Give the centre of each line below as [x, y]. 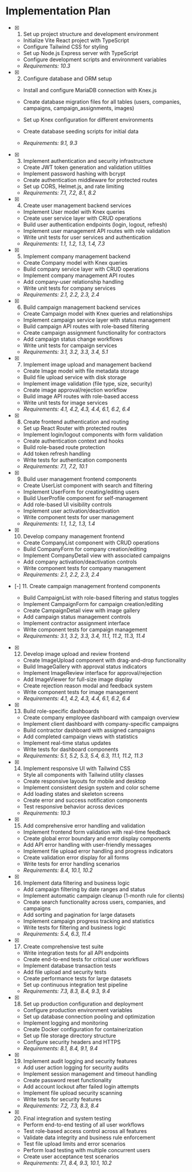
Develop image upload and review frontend [76, 653]
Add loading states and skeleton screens [73, 794]
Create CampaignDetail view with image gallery [82, 610]
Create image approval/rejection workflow [75, 390]
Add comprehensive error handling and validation [84, 825]
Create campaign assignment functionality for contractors [95, 332]
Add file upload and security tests [65, 972]
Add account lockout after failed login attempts [81, 1086]
